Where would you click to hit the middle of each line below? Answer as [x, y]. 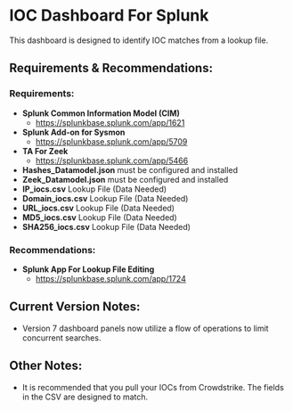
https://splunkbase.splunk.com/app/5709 [111, 141]
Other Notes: [46, 366]
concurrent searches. [61, 337]
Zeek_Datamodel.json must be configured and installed [125, 179]
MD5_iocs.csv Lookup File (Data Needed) [100, 217]
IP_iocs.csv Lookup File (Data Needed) [94, 189]
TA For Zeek [45, 151]
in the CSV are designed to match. [85, 397]
